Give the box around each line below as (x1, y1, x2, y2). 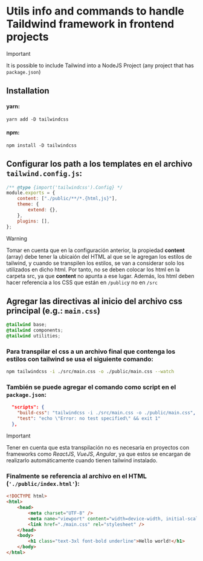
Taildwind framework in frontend (6, 17, 175, 31)
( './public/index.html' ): (6, 479, 80, 488)
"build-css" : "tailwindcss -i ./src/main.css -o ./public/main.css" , (17, 410, 196, 416)
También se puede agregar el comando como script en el (6, 383, 176, 391)
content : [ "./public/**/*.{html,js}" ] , (17, 196, 118, 202)
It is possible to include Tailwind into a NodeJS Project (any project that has (6, 62, 195, 69)
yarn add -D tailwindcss (6, 116, 69, 122)
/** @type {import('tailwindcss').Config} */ (6, 184, 123, 190)
